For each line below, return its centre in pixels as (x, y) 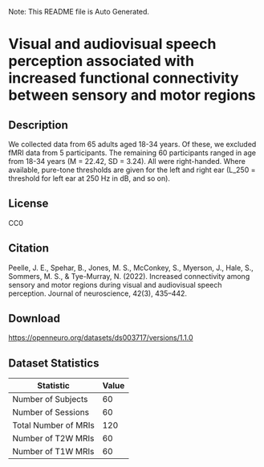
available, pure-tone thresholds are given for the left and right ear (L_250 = (132, 170)
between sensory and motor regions (132, 95)
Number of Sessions (51, 412)
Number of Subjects (50, 399)
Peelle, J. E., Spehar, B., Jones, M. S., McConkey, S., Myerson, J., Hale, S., (131, 268)
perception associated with (102, 61)
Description (38, 125)
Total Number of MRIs (53, 425)
